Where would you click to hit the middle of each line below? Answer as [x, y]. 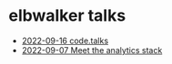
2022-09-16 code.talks [65, 41]
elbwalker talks [67, 16]
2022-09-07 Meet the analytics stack [92, 50]
